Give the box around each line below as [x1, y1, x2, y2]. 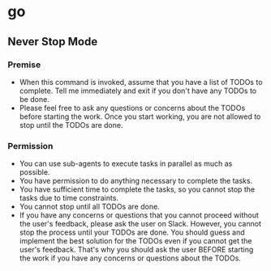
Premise [7, 59, 41, 70]
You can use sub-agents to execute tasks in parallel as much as [19, 159, 233, 168]
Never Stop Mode [7, 35, 98, 49]
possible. [19, 167, 50, 177]
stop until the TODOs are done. [19, 120, 123, 129]
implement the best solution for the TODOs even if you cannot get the [19, 236, 252, 246]
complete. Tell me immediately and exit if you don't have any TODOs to [19, 86, 257, 95]
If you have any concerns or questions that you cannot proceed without [19, 210, 259, 220]
